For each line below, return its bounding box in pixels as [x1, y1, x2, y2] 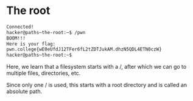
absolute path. [6, 88, 43, 95]
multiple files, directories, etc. [6, 69, 81, 77]
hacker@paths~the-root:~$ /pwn [6, 29, 86, 35]
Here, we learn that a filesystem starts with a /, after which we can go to [6, 63, 187, 71]
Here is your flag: [6, 41, 56, 47]
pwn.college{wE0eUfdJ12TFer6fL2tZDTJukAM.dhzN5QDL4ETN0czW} [6, 46, 163, 52]
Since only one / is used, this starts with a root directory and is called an [6, 82, 188, 89]
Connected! [6, 24, 34, 30]
